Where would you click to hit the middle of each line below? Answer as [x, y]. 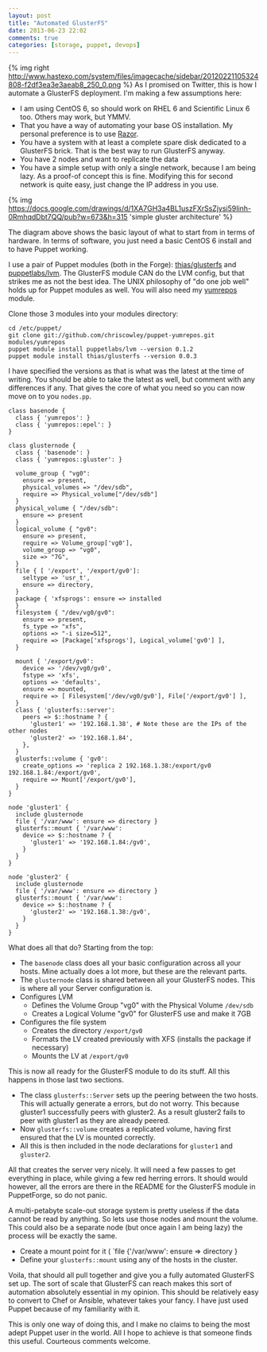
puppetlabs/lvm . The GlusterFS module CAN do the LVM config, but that [126, 273]
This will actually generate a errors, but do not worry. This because [130, 1104]
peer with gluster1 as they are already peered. [95, 1121]
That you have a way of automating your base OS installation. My [126, 126]
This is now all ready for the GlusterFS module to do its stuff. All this [119, 1071]
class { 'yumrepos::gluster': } [69, 460]
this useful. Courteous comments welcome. [79, 1342]
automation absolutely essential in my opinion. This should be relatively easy [133, 1292]
